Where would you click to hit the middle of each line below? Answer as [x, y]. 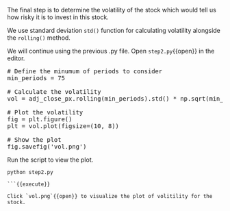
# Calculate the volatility [54, 92]
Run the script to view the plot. [50, 160]
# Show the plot [34, 140]
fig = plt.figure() [40, 119]
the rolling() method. [39, 38]
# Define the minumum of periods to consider [85, 71]
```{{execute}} [29, 184]
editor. [16, 58]
